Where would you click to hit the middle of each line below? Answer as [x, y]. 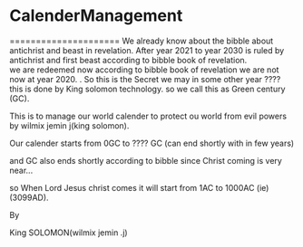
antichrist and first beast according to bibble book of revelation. [128, 60]
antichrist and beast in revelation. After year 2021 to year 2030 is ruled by [147, 50]
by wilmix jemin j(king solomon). [69, 125]
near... [21, 170]
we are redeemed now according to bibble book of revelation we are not [144, 70]
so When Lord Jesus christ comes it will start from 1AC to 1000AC [132, 187]
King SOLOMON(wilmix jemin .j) [69, 233]
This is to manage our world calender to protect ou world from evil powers [148, 116]
